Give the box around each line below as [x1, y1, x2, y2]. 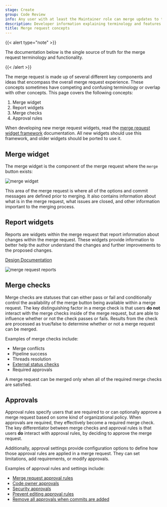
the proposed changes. [5, 247, 53, 253]
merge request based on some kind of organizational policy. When [5, 414, 142, 420]
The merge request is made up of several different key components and [5, 74, 153, 80]
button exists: [5, 168, 33, 174]
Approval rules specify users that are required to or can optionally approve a [5, 409, 162, 415]
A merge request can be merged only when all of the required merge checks [5, 376, 162, 382]
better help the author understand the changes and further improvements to [5, 242, 161, 248]
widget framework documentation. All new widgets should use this [5, 130, 142, 136]
